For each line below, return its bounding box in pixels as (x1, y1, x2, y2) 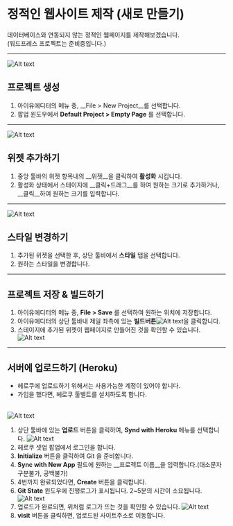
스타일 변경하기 (7, 231, 69, 243)
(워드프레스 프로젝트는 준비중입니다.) (7, 39, 107, 47)
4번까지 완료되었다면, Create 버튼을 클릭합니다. (17, 478, 147, 486)
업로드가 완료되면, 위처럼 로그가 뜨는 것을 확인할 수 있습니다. (17, 502, 180, 511)
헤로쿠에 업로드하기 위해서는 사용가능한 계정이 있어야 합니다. (17, 382, 181, 389)
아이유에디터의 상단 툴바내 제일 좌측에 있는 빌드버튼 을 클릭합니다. (17, 317, 221, 325)
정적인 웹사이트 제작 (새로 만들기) (7, 6, 185, 22)
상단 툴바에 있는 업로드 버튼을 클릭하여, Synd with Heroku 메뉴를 (17, 426, 196, 434)
